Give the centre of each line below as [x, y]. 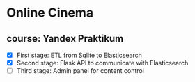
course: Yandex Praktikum [65, 39]
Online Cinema [50, 13]
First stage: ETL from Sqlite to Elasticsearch [79, 55]
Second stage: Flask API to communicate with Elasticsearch [102, 63]
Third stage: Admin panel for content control [80, 71]
